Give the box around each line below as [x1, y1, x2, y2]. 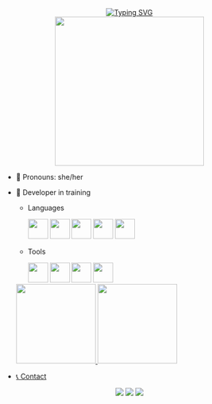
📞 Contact [15, 371, 47, 381]
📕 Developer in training [15, 188, 91, 197]
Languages [27, 203, 65, 212]
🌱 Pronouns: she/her [15, 173, 83, 181]
